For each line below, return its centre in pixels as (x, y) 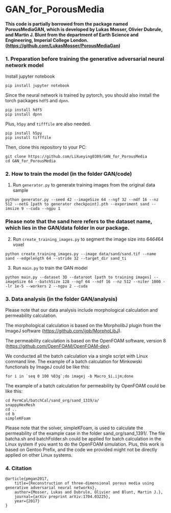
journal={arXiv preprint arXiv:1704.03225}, (63, 497)
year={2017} (27, 501)
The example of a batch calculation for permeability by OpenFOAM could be (86, 386)
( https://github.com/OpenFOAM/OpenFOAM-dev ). (58, 346)
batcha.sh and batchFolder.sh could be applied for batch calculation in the (83, 438)
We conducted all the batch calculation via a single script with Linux (77, 356)
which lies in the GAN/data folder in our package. (67, 228)
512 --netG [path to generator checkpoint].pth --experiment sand (77, 204)
